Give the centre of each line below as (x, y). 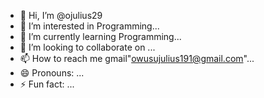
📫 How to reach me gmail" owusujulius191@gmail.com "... (137, 58)
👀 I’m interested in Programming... (89, 26)
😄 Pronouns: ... (52, 73)
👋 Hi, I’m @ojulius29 (61, 15)
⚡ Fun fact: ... (47, 84)
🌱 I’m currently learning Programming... (100, 36)
